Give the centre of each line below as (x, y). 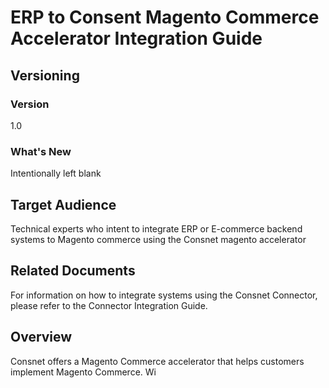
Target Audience (63, 204)
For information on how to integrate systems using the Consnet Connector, (164, 295)
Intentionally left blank (56, 173)
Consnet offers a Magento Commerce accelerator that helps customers (157, 361)
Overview (41, 337)
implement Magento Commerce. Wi (83, 372)
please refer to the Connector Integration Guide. (109, 305)
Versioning (45, 75)
